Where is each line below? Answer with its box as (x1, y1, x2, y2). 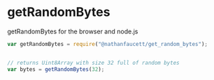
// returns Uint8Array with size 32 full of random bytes (7, 59, 180, 66)
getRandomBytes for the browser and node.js (7, 27, 138, 35)
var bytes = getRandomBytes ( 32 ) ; (7, 65, 105, 73)
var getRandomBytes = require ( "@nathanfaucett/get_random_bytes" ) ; (7, 40, 208, 47)
